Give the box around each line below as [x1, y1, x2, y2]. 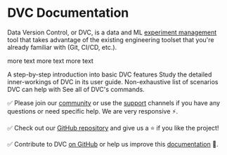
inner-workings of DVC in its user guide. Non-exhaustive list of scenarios [7, 77, 219, 86]
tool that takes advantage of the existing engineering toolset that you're [7, 35, 214, 43]
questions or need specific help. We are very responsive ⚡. [7, 107, 179, 115]
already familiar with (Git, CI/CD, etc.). [7, 43, 117, 51]
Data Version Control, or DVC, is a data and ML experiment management [7, 28, 217, 36]
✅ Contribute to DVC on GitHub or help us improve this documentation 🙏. [7, 140, 219, 148]
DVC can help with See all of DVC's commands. [7, 85, 145, 93]
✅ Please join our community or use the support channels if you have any [7, 98, 220, 107]
